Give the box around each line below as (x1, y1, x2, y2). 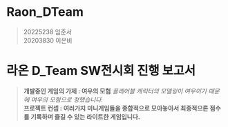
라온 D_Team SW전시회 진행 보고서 (6, 63, 196, 79)
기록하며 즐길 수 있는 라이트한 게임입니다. (30, 113, 141, 121)
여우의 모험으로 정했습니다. (30, 95, 104, 104)
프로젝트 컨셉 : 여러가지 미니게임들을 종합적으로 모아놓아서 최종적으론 (23, 104, 209, 112)
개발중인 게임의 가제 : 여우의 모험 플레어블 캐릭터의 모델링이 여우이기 (23, 86, 207, 95)
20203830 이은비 (23, 36, 73, 45)
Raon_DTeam (6, 4, 84, 20)
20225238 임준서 (23, 27, 72, 36)
